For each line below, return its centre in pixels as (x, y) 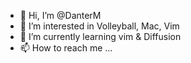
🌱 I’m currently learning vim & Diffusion (100, 36)
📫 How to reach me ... (66, 48)
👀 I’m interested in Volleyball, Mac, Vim (99, 26)
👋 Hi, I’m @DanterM (60, 15)
